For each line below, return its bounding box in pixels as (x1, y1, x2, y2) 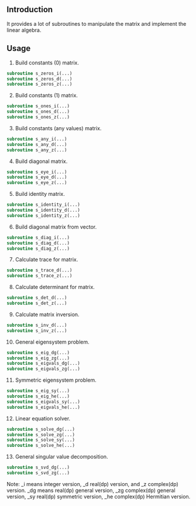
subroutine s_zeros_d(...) (6, 76, 73, 81)
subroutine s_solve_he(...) (6, 443, 75, 449)
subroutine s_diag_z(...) (6, 246, 70, 252)
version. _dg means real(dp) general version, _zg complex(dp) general (6, 487, 176, 494)
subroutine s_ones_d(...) (6, 108, 70, 115)
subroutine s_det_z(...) (6, 300, 67, 306)
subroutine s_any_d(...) (6, 141, 67, 147)
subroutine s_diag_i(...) (6, 235, 70, 240)
